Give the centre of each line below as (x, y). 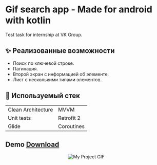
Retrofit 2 (70, 118)
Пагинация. (25, 68)
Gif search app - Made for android (79, 10)
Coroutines (71, 126)
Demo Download (32, 144)
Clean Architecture (31, 109)
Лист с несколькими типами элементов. (57, 79)
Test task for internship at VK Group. (44, 34)
